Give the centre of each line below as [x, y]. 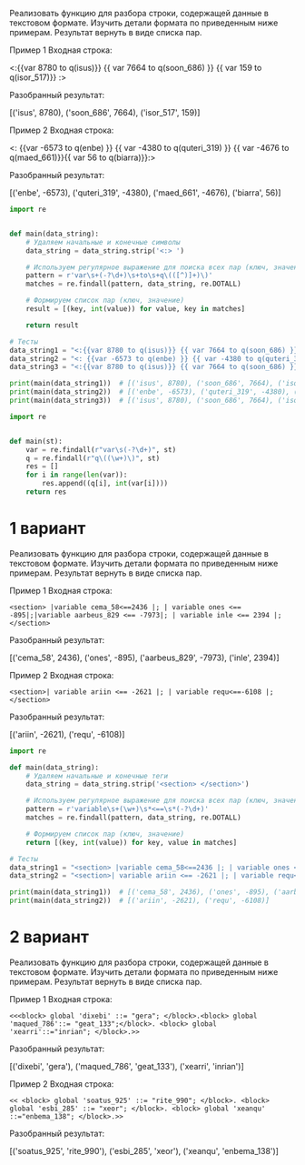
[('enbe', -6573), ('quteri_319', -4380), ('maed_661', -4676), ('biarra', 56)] [145, 193]
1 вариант [48, 529]
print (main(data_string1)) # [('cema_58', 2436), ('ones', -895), [140, 892]
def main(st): [36, 441]
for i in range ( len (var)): [77, 475]
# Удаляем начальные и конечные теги [97, 776]
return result [52, 325]
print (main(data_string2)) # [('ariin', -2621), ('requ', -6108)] [140, 901]
